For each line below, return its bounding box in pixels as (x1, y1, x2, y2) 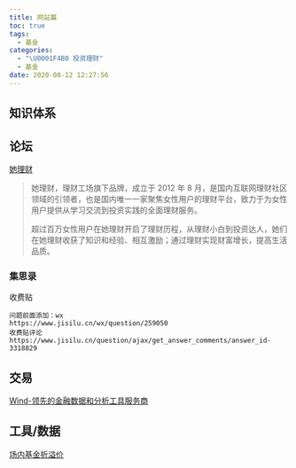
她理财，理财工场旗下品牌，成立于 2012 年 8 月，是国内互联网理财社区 (30, 183, 288, 193)
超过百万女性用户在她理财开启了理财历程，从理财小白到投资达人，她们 (30, 223, 288, 234)
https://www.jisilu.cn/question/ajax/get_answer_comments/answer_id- (9, 336, 272, 346)
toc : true (9, 21, 46, 30)
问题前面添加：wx (9, 311, 64, 320)
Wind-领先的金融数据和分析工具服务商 (9, 395, 149, 406)
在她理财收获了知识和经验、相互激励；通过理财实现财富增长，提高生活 (30, 234, 288, 245)
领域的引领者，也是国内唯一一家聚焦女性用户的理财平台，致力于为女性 (30, 193, 288, 204)
